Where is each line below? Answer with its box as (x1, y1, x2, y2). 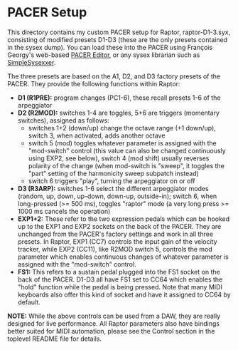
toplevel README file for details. (7, 334, 102, 343)
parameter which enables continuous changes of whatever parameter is (17, 252, 229, 261)
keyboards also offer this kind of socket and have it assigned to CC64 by (17, 290, 231, 299)
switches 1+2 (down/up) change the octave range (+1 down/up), (28, 123, 217, 132)
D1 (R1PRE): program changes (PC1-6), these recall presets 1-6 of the (17, 93, 221, 102)
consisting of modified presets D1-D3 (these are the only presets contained (7, 35, 228, 43)
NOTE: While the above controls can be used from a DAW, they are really (7, 312, 221, 320)
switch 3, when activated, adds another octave (28, 131, 166, 140)
